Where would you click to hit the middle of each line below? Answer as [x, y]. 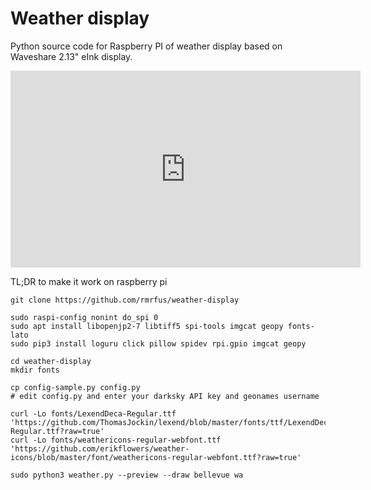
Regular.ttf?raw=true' [57, 431]
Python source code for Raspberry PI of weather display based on [146, 46]
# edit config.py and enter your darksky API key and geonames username [165, 396]
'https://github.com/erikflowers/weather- [100, 448]
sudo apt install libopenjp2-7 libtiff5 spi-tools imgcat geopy [147, 326]
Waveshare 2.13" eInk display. [71, 56]
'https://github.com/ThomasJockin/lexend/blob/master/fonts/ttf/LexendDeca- [174, 422]
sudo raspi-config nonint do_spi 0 [84, 317]
